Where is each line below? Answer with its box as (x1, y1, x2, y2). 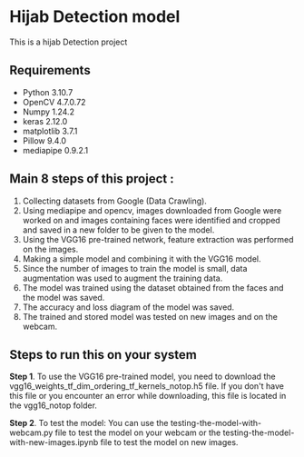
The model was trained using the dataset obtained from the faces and (22, 282, 284, 293)
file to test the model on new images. (100, 437, 239, 448)
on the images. (22, 243, 79, 254)
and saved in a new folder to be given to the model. (22, 224, 215, 235)
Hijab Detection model (9, 6, 181, 27)
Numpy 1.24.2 (22, 106, 75, 117)
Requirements (9, 63, 91, 78)
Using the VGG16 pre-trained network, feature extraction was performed (22, 233, 294, 244)
